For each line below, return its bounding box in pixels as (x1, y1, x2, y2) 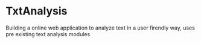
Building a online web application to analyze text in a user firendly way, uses (5, 24, 196, 31)
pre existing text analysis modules (5, 30, 91, 37)
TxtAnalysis (5, 4, 68, 18)
